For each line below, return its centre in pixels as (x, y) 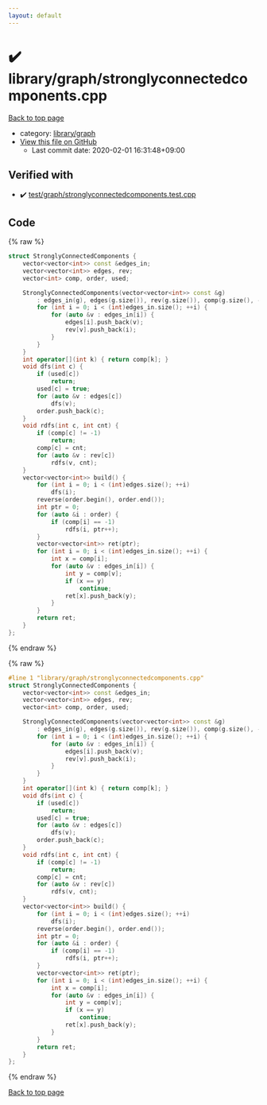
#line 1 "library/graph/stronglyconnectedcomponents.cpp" (106, 678)
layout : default (35, 16)
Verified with (41, 174)
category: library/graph (58, 133)
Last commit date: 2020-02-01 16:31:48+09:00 (108, 150)
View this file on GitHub (58, 142)
